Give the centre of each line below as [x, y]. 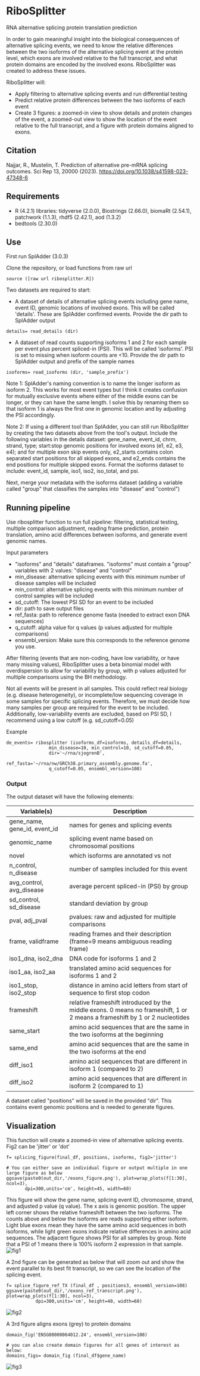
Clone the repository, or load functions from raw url [69, 268]
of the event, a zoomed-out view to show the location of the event [96, 119]
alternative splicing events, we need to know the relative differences [90, 45]
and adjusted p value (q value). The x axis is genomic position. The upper [96, 1206]
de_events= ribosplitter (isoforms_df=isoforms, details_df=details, [94, 743]
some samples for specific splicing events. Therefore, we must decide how [98, 701]
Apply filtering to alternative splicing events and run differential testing [101, 94]
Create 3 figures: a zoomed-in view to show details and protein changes [103, 113]
